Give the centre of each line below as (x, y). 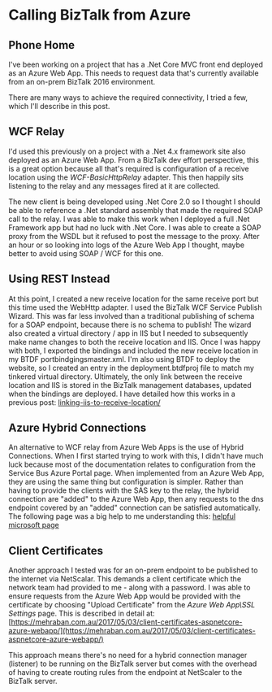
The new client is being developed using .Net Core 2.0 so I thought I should (134, 202)
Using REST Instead (59, 279)
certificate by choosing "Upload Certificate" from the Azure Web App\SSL (132, 605)
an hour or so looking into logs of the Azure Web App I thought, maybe (127, 245)
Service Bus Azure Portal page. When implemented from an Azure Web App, (136, 473)
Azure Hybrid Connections (78, 428)
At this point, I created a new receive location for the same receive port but (134, 298)
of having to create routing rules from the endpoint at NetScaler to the (125, 672)
